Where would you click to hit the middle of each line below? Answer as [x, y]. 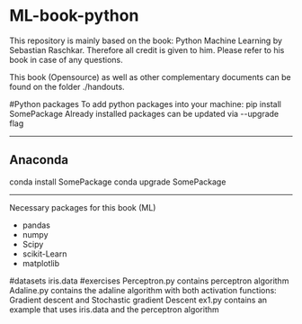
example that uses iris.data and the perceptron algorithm [115, 309]
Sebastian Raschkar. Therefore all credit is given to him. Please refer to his [147, 49]
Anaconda [39, 160]
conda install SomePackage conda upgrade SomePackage [118, 182]
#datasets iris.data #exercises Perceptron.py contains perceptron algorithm [149, 281]
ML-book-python [74, 16]
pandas [36, 225]
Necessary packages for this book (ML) [83, 207]
